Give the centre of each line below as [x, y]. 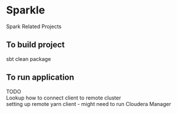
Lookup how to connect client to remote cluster [64, 98]
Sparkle [26, 10]
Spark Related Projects [34, 26]
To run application [40, 78]
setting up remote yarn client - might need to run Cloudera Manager [88, 104]
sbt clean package [29, 59]
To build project [35, 45]
